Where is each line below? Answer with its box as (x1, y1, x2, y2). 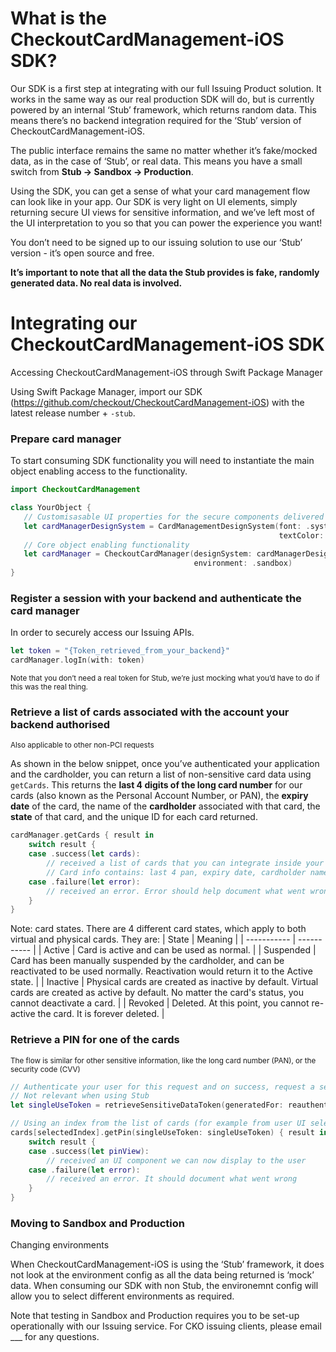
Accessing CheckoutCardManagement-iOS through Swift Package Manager (10, 366, 323, 378)
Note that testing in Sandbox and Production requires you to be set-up (10, 1310, 300, 1322)
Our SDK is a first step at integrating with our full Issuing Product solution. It (10, 82, 322, 94)
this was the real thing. (10, 682, 88, 692)
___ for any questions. (10, 1331, 100, 1343)
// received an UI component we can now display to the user (46, 1155, 307, 1166)
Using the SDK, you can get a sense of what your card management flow (10, 185, 311, 197)
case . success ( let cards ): (28, 849, 141, 859)
